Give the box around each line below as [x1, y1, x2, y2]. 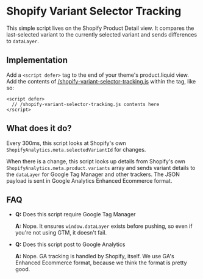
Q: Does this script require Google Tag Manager [15, 211, 136, 218]
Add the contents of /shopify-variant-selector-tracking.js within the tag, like [6, 77, 196, 85]
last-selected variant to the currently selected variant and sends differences [6, 30, 197, 38]
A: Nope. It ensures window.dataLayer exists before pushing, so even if [15, 222, 193, 230]
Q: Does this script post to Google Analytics [15, 241, 126, 248]
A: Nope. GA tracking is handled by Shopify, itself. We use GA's [15, 253, 175, 260]
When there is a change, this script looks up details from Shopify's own [6, 157, 186, 165]
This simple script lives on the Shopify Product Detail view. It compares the [6, 24, 194, 32]
